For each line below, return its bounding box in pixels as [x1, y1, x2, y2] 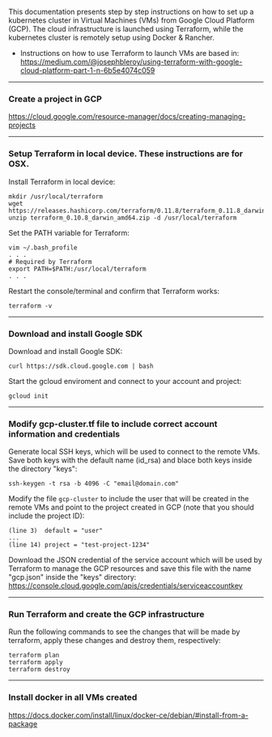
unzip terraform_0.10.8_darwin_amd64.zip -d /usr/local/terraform [8, 214, 237, 222]
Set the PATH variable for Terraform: [8, 228, 130, 237]
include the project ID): [8, 511, 85, 521]
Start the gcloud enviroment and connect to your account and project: [8, 376, 242, 386]
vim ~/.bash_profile [8, 243, 79, 252]
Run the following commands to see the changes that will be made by [8, 627, 240, 637]
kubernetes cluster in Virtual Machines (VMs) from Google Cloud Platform [8, 15, 255, 25]
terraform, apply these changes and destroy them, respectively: [8, 636, 221, 645]
